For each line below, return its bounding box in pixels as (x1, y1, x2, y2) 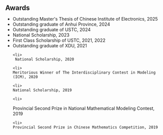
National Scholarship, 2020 (15, 57, 74, 62)
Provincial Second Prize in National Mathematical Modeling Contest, (12, 105, 155, 111)
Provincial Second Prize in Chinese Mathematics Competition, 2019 (12, 125, 158, 130)
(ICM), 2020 (12, 75, 38, 80)
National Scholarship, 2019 (12, 88, 72, 93)
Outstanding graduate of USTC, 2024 (12, 27, 91, 32)
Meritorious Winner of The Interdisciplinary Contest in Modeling (12, 70, 156, 75)
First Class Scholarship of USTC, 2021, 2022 (12, 37, 106, 43)
